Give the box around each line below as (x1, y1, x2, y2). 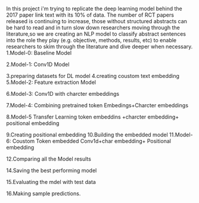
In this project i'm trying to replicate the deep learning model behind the (6, 5, 183, 12)
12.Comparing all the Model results (6, 155, 91, 163)
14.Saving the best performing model (6, 167, 97, 174)
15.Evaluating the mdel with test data (6, 179, 97, 185)
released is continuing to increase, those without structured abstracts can (6, 18, 188, 24)
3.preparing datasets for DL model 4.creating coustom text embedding (6, 73, 180, 79)
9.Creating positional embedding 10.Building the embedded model (6, 131, 168, 138)
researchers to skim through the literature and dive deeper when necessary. (6, 43, 193, 50)
